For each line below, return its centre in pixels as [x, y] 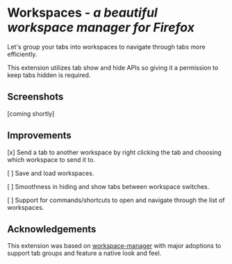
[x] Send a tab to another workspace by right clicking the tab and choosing [115, 152]
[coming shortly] [31, 113]
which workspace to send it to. [51, 159]
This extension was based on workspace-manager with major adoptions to [114, 246]
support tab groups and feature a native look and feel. [84, 253]
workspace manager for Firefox [101, 27]
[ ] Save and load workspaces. [51, 173]
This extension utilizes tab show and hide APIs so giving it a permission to [113, 67]
